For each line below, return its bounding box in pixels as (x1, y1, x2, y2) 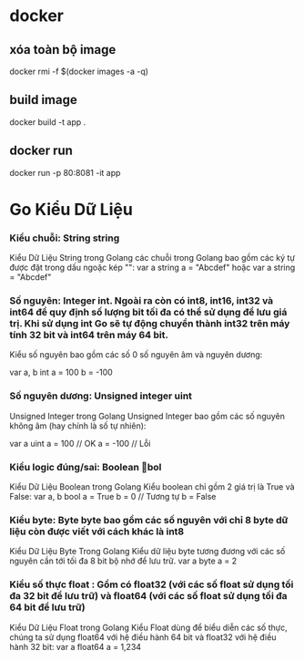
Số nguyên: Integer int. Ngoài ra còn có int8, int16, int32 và (9, 294, 274, 307)
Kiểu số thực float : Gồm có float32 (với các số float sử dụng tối (9, 578, 294, 591)
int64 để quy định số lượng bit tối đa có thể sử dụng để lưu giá (9, 306, 288, 319)
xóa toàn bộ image (9, 42, 117, 57)
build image (9, 92, 77, 108)
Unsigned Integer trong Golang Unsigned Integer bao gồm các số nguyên (9, 410, 285, 421)
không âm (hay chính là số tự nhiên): (9, 420, 147, 431)
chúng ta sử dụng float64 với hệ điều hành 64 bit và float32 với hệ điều (9, 631, 277, 643)
